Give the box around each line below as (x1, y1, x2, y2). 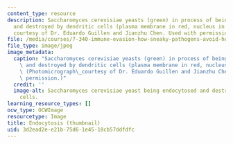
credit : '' (13, 81, 45, 88)
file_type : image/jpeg (7, 42, 73, 49)
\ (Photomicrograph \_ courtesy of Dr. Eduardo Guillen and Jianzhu (19, 68, 216, 75)
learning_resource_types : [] (7, 100, 92, 107)
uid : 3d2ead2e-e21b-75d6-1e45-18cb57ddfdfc (7, 126, 135, 133)
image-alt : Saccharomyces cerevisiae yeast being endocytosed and (13, 87, 209, 94)
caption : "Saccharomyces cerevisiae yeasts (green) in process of (13, 55, 209, 62)
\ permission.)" (19, 74, 67, 82)
